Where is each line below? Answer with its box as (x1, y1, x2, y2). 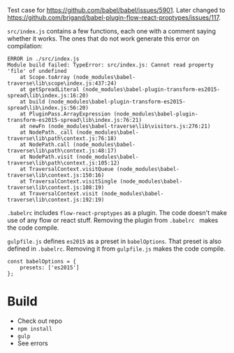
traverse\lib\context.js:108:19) (7, 184, 105, 191)
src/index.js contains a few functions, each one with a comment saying (7, 27, 217, 35)
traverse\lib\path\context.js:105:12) (7, 160, 120, 167)
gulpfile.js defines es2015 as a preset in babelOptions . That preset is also (7, 237, 222, 245)
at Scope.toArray (20, 74, 71, 81)
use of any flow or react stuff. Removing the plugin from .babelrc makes (7, 216, 219, 224)
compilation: (7, 42, 43, 50)
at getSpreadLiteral (20, 86, 80, 93)
